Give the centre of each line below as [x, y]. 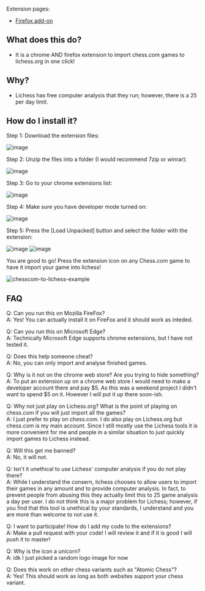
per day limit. [32, 102]
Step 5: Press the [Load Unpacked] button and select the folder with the [97, 231]
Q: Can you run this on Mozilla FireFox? [56, 313]
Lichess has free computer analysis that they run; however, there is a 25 [106, 95]
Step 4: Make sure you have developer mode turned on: [76, 207]
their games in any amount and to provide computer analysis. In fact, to [96, 489]
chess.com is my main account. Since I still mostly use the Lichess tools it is [102, 426]
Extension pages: [28, 9]
